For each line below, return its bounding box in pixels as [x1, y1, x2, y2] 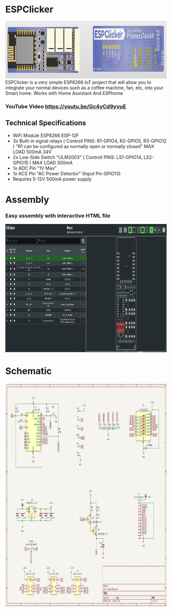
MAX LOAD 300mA [32, 159, 73, 166]
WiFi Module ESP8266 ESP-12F [12, 132, 79, 138]
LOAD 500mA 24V [12, 149, 52, 155]
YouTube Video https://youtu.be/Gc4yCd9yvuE [5, 103, 126, 110]
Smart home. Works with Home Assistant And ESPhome [5, 90, 123, 96]
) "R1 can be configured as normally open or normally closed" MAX [12, 143, 155, 149]
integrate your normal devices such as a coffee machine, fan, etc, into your [5, 85, 164, 91]
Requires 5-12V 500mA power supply [12, 176, 92, 182]
